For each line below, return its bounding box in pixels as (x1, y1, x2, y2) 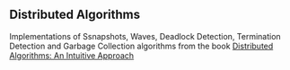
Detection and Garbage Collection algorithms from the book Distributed (9, 40, 274, 51)
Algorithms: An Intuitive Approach (9, 49, 135, 61)
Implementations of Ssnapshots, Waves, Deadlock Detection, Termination (9, 31, 281, 41)
